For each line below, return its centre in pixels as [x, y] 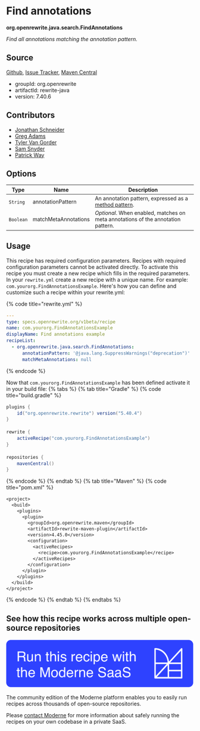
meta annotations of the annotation [138, 220]
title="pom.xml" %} [30, 488]
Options [21, 173]
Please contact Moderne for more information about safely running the [93, 715]
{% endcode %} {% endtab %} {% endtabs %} [63, 600]
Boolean [18, 220]
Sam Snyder [30, 149]
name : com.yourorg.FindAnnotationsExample [60, 328]
